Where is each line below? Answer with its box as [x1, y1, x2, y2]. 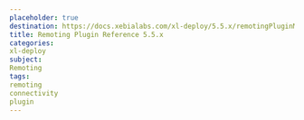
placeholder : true [9, 13, 79, 23]
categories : [9, 38, 54, 48]
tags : [9, 72, 30, 81]
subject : [9, 55, 43, 64]
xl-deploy [9, 47, 47, 56]
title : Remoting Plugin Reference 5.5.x [9, 30, 165, 39]
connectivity [9, 88, 59, 97]
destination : [9, 22, 59, 31]
